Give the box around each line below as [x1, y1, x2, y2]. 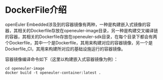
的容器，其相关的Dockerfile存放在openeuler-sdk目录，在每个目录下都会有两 [5, 34, 157, 40]
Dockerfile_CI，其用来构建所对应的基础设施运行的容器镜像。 [5, 46, 126, 52]
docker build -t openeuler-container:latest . [5, 70, 101, 75]
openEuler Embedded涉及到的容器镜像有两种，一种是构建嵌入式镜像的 [5, 21, 147, 27]
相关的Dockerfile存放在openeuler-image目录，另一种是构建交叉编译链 [18, 27, 158, 33]
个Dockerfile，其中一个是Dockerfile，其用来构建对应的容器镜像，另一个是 [5, 40, 153, 45]
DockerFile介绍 [5, 4, 67, 16]
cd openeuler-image [5, 66, 45, 71]
